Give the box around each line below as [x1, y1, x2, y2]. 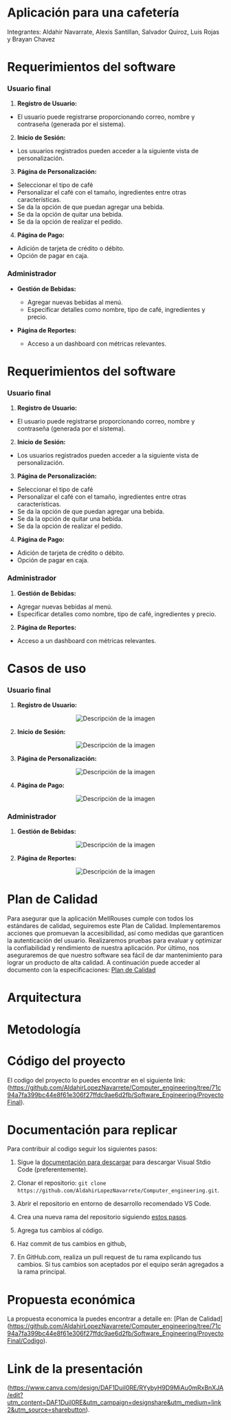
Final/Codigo [7, 1337, 43, 1345]
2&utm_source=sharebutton [7, 1406, 86, 1414]
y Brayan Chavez [7, 34, 56, 43]
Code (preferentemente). [16, 1165, 88, 1174]
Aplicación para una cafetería [7, 5, 180, 21]
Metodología [7, 1021, 81, 1037]
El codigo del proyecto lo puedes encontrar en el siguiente [7, 1076, 173, 1084]
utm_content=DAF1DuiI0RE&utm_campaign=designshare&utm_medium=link [7, 1399, 221, 1407]
